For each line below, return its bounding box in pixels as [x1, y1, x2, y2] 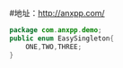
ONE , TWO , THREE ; [25, 42, 83, 51]
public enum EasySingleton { [9, 34, 115, 43]
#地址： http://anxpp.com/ [9, 8, 105, 18]
